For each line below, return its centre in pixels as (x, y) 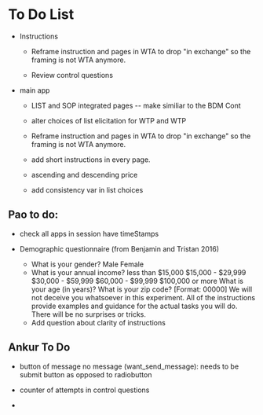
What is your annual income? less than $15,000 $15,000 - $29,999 (139, 272)
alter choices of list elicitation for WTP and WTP (109, 120)
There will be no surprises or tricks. (89, 314)
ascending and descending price (84, 174)
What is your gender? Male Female (87, 264)
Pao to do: (33, 215)
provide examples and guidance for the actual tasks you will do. (134, 306)
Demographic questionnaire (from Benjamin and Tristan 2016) (119, 248)
